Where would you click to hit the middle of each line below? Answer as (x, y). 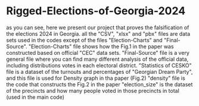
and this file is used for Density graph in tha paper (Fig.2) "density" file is (96, 78)
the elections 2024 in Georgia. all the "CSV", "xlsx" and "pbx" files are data (98, 33)
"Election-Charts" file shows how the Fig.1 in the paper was (101, 46)
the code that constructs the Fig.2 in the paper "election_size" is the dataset (99, 84)
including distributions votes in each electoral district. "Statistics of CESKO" (99, 65)
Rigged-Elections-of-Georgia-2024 (96, 11)
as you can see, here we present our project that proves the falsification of (98, 27)
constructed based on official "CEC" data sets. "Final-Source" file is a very (98, 52)
